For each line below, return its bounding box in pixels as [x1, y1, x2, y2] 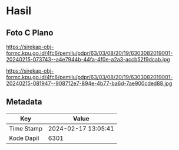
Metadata [6, 97, 42, 107]
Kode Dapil [9, 134, 39, 142]
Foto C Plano [6, 28, 54, 38]
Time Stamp [9, 124, 43, 132]
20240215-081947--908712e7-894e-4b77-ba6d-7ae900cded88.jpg [6, 80, 173, 87]
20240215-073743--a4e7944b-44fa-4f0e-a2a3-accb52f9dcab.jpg [6, 56, 170, 63]
